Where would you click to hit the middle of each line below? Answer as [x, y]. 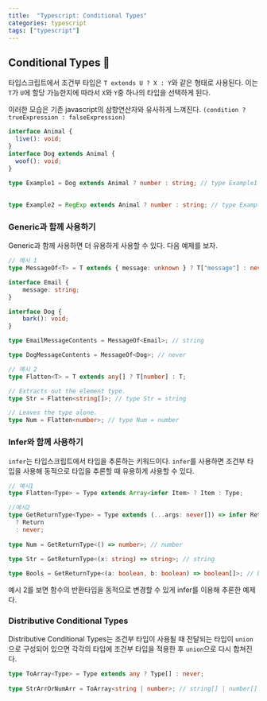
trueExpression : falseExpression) [67, 118]
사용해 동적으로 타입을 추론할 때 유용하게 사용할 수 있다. [108, 471]
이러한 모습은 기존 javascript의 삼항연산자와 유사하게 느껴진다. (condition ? [127, 110]
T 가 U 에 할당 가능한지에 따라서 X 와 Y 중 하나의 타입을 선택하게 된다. [110, 93]
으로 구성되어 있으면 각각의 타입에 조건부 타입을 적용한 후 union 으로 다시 [120, 649]
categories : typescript [48, 23]
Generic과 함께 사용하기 [52, 227]
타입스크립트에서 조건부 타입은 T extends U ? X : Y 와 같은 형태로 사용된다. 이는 [133, 83]
